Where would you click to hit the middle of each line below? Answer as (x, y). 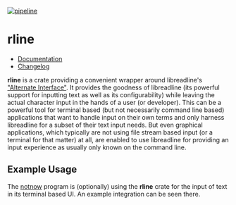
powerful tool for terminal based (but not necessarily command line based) (116, 110)
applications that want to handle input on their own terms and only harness (116, 117)
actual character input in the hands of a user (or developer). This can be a (114, 102)
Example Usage (42, 169)
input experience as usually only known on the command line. (97, 147)
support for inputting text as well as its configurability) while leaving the (111, 94)
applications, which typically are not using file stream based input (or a (110, 132)
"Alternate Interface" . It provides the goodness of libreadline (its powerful (113, 87)
